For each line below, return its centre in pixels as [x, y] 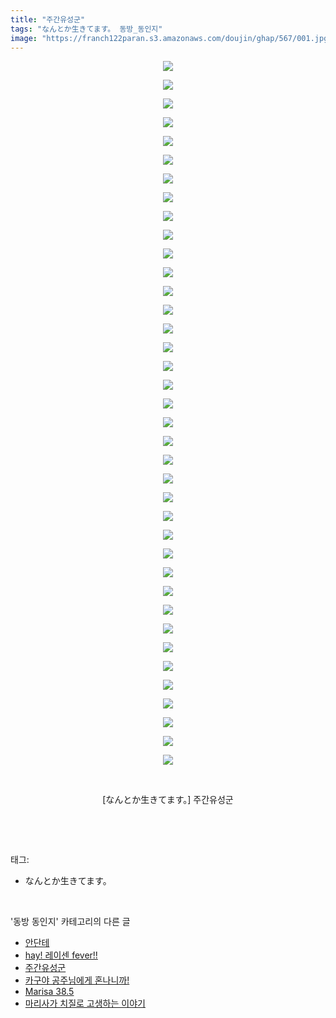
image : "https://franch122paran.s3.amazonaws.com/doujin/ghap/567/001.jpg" [171, 38]
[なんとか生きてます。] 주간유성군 [168, 800]
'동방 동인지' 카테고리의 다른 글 [70, 922]
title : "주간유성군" [48, 19]
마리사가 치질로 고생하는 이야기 [85, 1003]
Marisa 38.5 [49, 992]
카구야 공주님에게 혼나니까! [77, 980]
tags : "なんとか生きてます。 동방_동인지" [86, 29]
